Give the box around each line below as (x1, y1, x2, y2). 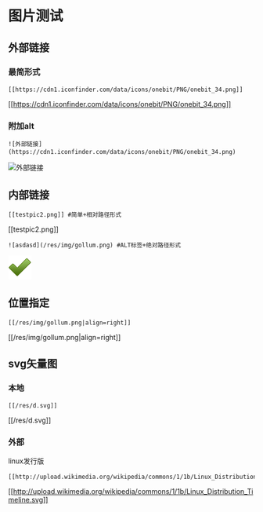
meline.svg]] (8, 495, 49, 504)
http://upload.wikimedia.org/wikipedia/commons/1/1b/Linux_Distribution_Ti (13, 486, 254, 496)
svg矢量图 (8, 357, 58, 371)
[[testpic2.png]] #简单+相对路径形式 (8, 210, 122, 218)
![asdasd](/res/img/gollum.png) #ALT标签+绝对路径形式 (8, 241, 182, 249)
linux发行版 (8, 456, 45, 466)
